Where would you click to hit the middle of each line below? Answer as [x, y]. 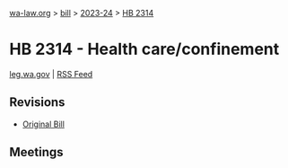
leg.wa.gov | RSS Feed [51, 74]
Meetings [37, 152]
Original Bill [44, 124]
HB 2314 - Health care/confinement [144, 49]
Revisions [37, 102]
